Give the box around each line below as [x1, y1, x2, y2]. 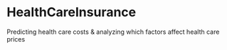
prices [6, 35, 26, 43]
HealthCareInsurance [6, 4, 137, 20]
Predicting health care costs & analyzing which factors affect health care [6, 27, 220, 36]
